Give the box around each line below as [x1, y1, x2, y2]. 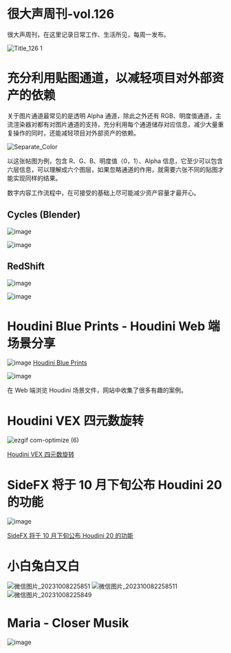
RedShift [7, 261, 45, 272]
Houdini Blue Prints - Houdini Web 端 [7, 318, 221, 334]
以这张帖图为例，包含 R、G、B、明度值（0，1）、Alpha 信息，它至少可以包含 [7, 156, 223, 165]
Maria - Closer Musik [7, 615, 129, 631]
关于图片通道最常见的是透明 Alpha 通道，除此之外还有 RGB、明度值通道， [7, 111, 216, 120]
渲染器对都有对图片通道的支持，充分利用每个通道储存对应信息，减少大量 [12, 120, 218, 128]
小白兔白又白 [7, 558, 80, 574]
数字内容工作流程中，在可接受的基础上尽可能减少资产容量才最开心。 [7, 189, 200, 197]
